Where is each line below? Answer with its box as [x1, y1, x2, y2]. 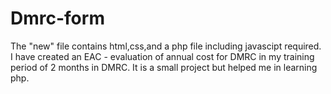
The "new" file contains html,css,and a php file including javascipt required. [10, 40, 322, 52]
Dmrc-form [10, 7, 105, 30]
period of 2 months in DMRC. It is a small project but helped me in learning [10, 61, 318, 73]
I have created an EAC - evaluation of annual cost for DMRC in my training [10, 50, 315, 62]
